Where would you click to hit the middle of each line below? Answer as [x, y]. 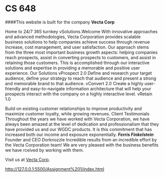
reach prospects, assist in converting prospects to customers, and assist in [81, 57]
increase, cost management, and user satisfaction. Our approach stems [77, 47]
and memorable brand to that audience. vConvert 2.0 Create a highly [74, 83]
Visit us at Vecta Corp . [28, 159]
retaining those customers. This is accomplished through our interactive [77, 63]
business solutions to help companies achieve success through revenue [78, 42]
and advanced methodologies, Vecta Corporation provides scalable [73, 37]
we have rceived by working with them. [44, 150]
